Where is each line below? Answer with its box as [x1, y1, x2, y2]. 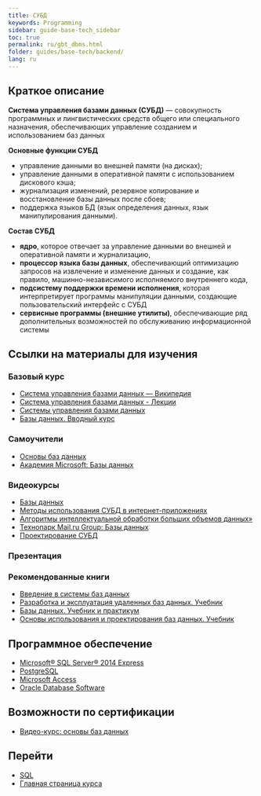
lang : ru [8, 56, 37, 64]
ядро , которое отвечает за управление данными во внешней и [19, 241, 231, 251]
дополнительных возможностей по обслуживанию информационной [19, 316, 252, 326]
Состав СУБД [8, 226, 55, 236]
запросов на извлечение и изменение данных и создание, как [19, 266, 229, 276]
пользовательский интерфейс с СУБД [19, 299, 147, 309]
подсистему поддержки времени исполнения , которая [19, 283, 210, 292]
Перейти [8, 750, 53, 763]
